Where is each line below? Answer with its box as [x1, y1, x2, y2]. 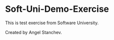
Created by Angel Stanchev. [5, 29, 62, 35]
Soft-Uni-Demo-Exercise [5, 3, 110, 15]
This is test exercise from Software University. [5, 20, 99, 26]
